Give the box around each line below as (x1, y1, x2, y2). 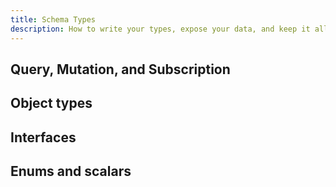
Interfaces (10, 129, 77, 146)
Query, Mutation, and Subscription (10, 61, 231, 78)
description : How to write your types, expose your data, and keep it (10, 24, 311, 34)
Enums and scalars (10, 163, 132, 180)
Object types (10, 95, 93, 112)
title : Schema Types (10, 14, 97, 25)
